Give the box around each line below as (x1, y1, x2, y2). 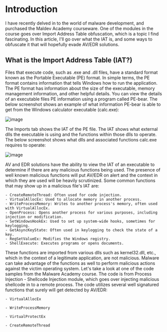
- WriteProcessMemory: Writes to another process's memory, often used (5, 201, 157, 206)
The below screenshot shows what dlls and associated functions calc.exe (5, 136, 157, 142)
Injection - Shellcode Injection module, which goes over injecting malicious (5, 276, 159, 282)
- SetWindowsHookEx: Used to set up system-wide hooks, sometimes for (5, 219, 155, 224)
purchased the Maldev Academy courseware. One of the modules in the (5, 25, 153, 31)
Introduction (5, 4, 58, 15)
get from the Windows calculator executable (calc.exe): (5, 106, 119, 112)
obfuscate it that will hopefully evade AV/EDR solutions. (5, 41, 119, 47)
